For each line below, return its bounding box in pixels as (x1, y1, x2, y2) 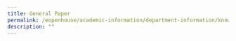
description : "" (7, 23, 55, 30)
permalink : (7, 17, 39, 24)
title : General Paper (7, 10, 71, 17)
